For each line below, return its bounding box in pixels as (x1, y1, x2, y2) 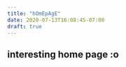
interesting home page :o (7, 48, 119, 60)
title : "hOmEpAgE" (7, 10, 61, 17)
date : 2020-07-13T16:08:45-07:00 (7, 17, 105, 23)
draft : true (7, 23, 42, 30)
